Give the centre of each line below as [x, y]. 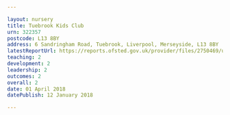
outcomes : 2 [24, 76]
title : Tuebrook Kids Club [46, 26]
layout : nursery [30, 19]
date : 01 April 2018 [37, 89]
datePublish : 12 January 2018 [50, 95]
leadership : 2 [27, 70]
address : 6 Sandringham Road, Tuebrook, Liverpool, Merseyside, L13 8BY [113, 45]
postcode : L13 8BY [33, 38]
